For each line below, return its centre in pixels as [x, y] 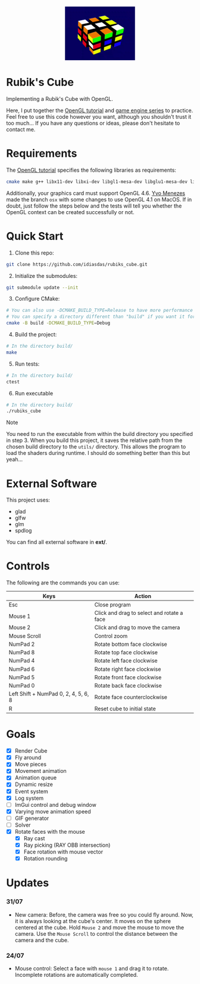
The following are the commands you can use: [63, 583]
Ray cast [34, 838]
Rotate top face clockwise [126, 652]
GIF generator [32, 818]
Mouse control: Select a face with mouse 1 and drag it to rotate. [92, 968]
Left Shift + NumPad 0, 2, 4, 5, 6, [49, 694]
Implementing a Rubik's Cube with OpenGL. [60, 98]
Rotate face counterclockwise [131, 697]
